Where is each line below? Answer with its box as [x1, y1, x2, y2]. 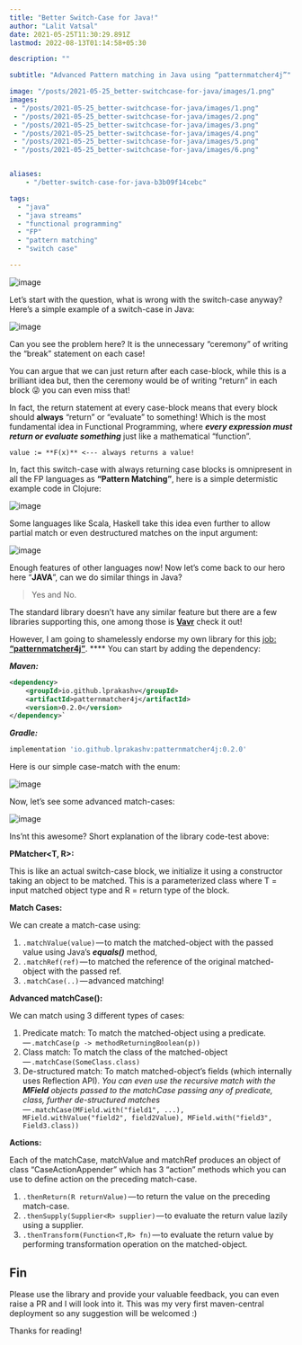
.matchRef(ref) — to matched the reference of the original [22, 957, 236, 967]
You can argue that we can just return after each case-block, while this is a [9, 365, 287, 376]
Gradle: [9, 727, 39, 738]
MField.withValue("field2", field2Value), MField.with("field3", [22, 1114, 272, 1123]
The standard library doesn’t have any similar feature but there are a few [9, 606, 277, 617]
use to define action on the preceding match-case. [9, 1174, 198, 1185]
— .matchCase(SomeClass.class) [22, 1056, 141, 1067]
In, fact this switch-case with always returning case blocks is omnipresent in [9, 464, 292, 475]
